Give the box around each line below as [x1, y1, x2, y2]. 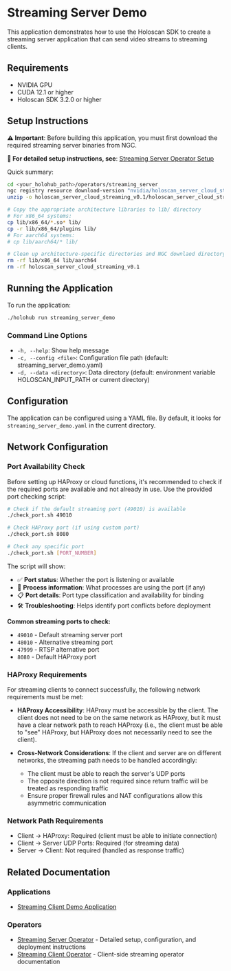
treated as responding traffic [27, 784, 109, 792]
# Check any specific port [7, 543, 85, 550]
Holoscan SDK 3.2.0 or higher [16, 95, 102, 103]
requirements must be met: [7, 693, 84, 701]
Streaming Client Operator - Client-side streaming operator [16, 950, 184, 959]
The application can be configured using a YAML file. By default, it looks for [7, 414, 221, 422]
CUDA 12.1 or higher [16, 88, 74, 96]
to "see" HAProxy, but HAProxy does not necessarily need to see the [16, 728, 212, 737]
